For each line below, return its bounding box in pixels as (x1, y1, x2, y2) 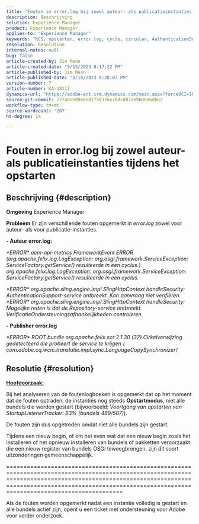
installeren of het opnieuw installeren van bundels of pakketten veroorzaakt (6, 439, 191, 446)
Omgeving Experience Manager (6, 208, 85, 216)
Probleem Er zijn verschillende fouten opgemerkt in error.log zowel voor (6, 220, 182, 227)
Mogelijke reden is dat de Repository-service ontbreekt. (6, 304, 142, 311)
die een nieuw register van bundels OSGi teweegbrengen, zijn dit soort (6, 445, 179, 452)
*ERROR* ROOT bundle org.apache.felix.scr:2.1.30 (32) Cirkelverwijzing (6, 334, 182, 341)
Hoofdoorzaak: (6, 380, 44, 387)
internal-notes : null (6, 47, 60, 53)
